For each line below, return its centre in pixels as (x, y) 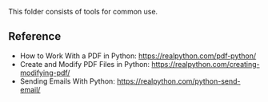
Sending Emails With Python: (68, 81)
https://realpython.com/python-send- (179, 81)
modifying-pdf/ (45, 73)
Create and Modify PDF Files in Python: (85, 64)
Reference (35, 36)
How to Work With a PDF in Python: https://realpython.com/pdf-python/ (138, 56)
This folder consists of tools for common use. (83, 12)
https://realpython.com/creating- (206, 64)
